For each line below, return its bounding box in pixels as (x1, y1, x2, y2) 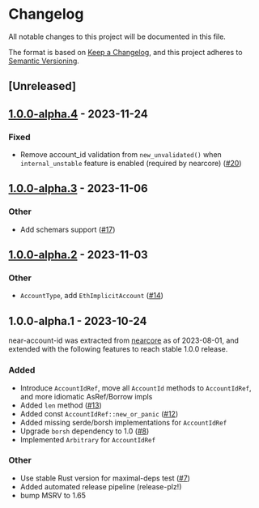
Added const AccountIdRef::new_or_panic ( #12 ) (19, 408, 179, 418)
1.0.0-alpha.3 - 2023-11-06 (8, 181, 148, 195)
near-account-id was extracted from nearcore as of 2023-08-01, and (8, 335, 239, 345)
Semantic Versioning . (8, 56, 79, 66)
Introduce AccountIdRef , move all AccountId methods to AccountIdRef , (19, 382, 253, 393)
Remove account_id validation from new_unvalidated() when (19, 150, 223, 160)
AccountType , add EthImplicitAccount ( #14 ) (19, 291, 164, 301)
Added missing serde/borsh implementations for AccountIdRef (19, 417, 227, 427)
